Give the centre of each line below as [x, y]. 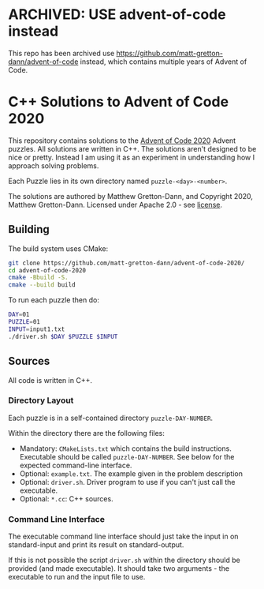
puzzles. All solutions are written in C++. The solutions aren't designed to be [132, 148]
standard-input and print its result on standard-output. [96, 545]
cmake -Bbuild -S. [38, 278]
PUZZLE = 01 [24, 322]
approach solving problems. [54, 165]
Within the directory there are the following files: [87, 433]
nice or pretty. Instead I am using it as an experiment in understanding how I [132, 157]
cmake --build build [42, 285]
